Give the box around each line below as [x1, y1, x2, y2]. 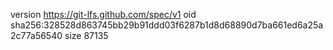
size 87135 [64, 30, 109, 41]
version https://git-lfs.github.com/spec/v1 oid [10, 9, 197, 20]
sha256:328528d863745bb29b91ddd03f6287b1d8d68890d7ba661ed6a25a [10, 19, 324, 31]
